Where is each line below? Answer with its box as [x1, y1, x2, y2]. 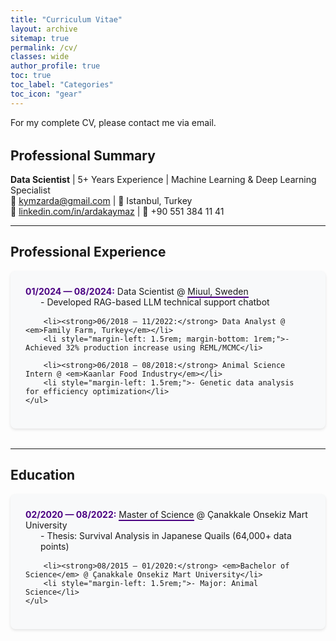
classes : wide [10, 52, 70, 62]
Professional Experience [10, 244, 167, 261]
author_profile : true [10, 61, 101, 71]
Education [10, 467, 76, 484]
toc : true [10, 71, 52, 81]
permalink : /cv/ [10, 42, 78, 53]
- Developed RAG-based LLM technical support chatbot [40, 296, 270, 308]
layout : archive [10, 24, 78, 34]
